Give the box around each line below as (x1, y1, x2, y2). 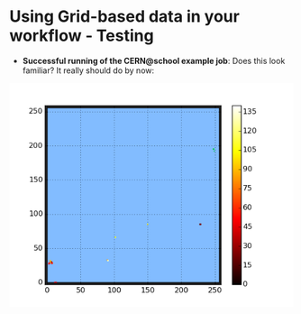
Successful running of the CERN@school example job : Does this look (22, 55, 286, 66)
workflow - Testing (9, 25, 155, 46)
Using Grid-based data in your (9, 6, 241, 27)
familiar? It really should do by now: (22, 65, 155, 76)
